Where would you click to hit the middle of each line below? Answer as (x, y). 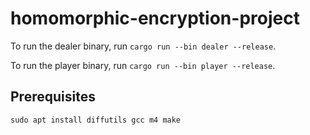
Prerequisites (53, 97)
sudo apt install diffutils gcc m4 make (96, 120)
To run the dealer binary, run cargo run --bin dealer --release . (143, 46)
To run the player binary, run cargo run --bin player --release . (143, 65)
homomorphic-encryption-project (155, 18)
